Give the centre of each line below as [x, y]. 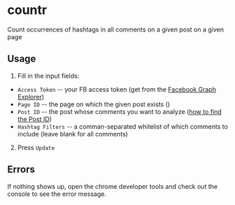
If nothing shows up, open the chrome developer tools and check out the [113, 186]
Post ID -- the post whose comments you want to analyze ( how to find [120, 111]
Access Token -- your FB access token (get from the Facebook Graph [116, 89]
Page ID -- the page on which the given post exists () [94, 104]
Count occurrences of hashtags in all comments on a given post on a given [116, 29]
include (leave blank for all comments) [73, 134]
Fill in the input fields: [48, 76]
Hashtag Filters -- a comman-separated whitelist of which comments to [122, 126]
